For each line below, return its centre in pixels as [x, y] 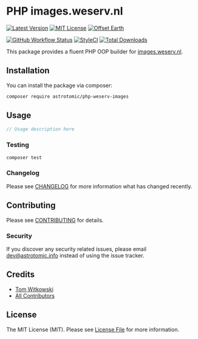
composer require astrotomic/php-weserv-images [68, 96]
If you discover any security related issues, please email [77, 249]
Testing [18, 145]
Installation [28, 71]
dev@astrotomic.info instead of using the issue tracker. [75, 255]
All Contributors [35, 295]
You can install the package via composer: [59, 85]
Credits [21, 275]
